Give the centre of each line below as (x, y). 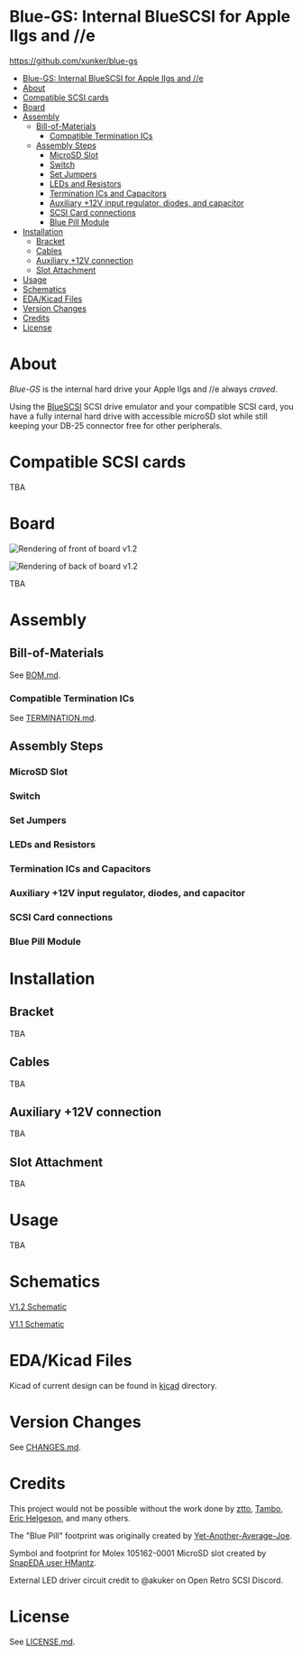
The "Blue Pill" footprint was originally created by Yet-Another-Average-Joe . (151, 1535)
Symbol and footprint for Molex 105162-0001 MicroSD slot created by (138, 1553)
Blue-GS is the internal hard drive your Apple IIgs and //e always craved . (143, 389)
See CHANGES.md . (45, 1447)
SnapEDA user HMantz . (53, 1562)
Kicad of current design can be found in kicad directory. (114, 1386)
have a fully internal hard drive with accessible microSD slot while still (138, 416)
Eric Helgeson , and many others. (70, 1518)
